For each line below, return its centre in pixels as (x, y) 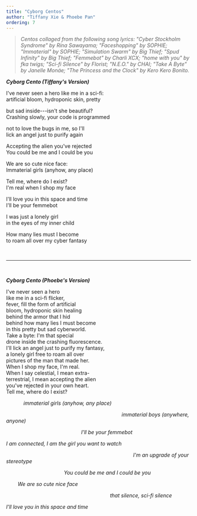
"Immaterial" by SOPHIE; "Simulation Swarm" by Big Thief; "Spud (100, 52)
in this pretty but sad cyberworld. (46, 329)
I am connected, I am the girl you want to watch (64, 444)
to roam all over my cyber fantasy (47, 241)
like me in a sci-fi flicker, (35, 298)
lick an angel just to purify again (45, 135)
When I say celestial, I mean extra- (48, 373)
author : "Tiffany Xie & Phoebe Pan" (51, 17)
